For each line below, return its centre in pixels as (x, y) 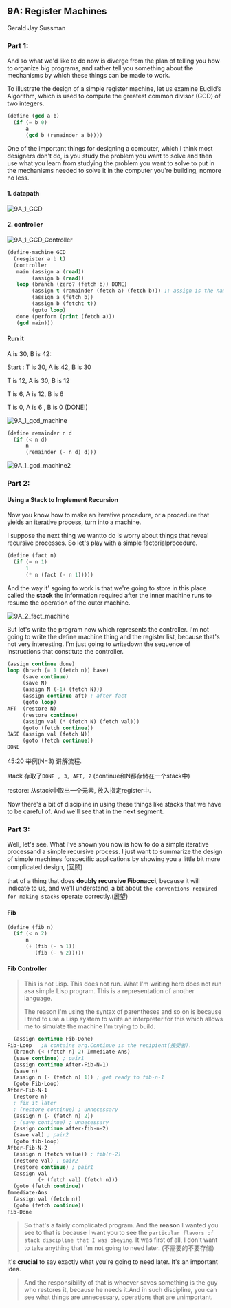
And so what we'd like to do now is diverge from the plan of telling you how (113, 61)
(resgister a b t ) (40, 259)
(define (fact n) (32, 556)
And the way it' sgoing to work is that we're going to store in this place (107, 588)
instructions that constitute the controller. (65, 651)
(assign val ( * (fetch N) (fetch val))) (81, 722)
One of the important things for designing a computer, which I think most (110, 148)
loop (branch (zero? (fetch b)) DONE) (72, 284)
